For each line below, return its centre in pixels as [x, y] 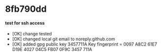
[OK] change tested [32, 34]
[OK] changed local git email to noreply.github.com [63, 39]
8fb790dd [26, 9]
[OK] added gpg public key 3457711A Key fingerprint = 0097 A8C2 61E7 [85, 44]
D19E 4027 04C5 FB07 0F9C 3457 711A [52, 50]
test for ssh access [25, 23]
